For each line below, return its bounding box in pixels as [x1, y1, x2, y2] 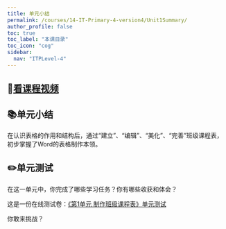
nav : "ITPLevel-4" [13, 56, 67, 62]
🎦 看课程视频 [7, 83, 59, 94]
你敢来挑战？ [7, 214, 44, 223]
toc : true [7, 29, 36, 37]
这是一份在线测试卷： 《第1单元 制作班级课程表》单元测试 [7, 199, 166, 208]
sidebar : [7, 49, 33, 56]
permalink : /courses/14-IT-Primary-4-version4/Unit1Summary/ [7, 17, 188, 24]
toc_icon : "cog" [7, 42, 54, 49]
